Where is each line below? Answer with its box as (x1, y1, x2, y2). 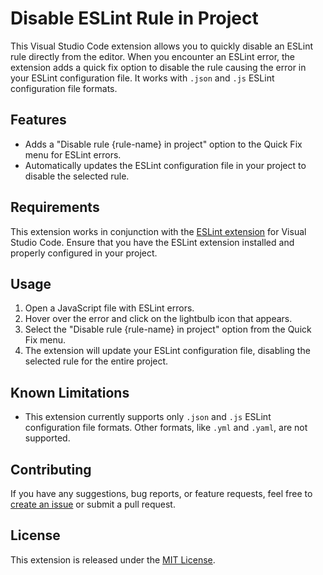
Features (10, 112, 67, 129)
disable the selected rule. (24, 170, 130, 182)
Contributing (10, 461, 92, 478)
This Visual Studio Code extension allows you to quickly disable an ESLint (10, 40, 314, 52)
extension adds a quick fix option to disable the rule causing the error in (10, 61, 307, 73)
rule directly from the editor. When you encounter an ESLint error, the (10, 50, 296, 62)
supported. (24, 432, 71, 444)
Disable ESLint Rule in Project (10, 7, 259, 30)
